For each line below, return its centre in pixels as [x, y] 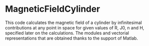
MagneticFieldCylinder [53, 9]
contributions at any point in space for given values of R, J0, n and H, [75, 27]
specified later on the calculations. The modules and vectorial [67, 33]
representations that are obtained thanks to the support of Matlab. [72, 38]
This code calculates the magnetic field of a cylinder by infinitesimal [74, 23]
